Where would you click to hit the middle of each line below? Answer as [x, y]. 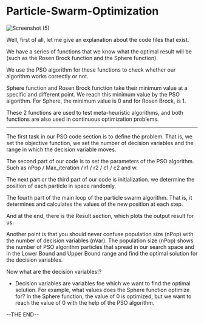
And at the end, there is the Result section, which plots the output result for [100, 216]
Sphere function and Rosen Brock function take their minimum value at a [97, 88]
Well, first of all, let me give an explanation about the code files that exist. [98, 39]
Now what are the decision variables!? [54, 271]
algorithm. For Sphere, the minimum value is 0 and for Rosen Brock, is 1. [96, 101]
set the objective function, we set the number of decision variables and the [100, 143]
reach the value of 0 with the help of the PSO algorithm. [85, 302]
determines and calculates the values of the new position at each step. [95, 204]
